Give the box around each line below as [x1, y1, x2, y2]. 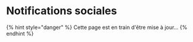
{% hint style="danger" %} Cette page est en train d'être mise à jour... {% [6, 24, 188, 31]
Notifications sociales [6, 4, 118, 18]
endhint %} [6, 30, 34, 37]
